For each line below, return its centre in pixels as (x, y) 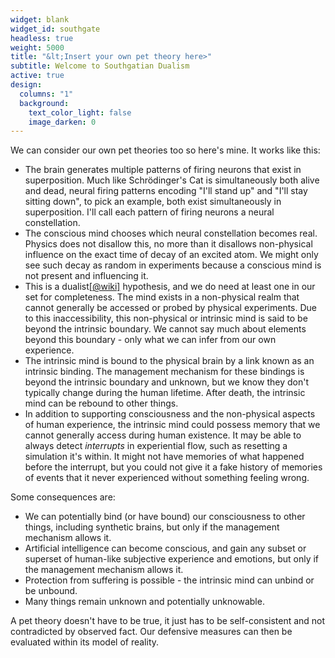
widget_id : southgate (55, 29)
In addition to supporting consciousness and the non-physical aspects (170, 414)
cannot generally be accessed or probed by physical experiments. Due (171, 308)
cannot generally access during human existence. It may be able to (163, 435)
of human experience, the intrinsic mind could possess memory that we (172, 425)
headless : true (42, 38)
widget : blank (40, 19)
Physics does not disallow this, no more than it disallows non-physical (168, 244)
